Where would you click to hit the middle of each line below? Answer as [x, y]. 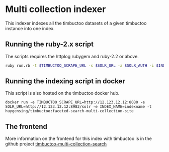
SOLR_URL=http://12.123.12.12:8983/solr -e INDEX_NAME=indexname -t [78, 107]
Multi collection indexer [56, 9]
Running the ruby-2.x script [50, 44]
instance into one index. [30, 28]
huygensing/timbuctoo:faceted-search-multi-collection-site [70, 111]
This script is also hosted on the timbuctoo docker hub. [62, 93]
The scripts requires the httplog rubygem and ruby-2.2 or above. [72, 56]
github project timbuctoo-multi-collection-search [56, 144]
